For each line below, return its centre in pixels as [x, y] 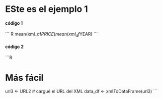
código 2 [14, 47]
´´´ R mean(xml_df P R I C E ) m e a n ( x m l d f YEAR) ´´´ [52, 35]
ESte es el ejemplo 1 [47, 9]
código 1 [14, 23]
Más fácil [24, 77]
